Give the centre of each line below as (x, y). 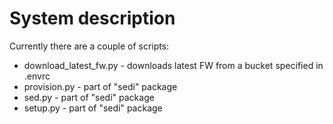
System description (92, 18)
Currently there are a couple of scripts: (89, 46)
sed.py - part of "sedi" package (89, 97)
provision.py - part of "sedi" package (100, 86)
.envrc (37, 76)
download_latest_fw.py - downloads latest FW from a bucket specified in (173, 65)
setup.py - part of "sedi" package (93, 108)
